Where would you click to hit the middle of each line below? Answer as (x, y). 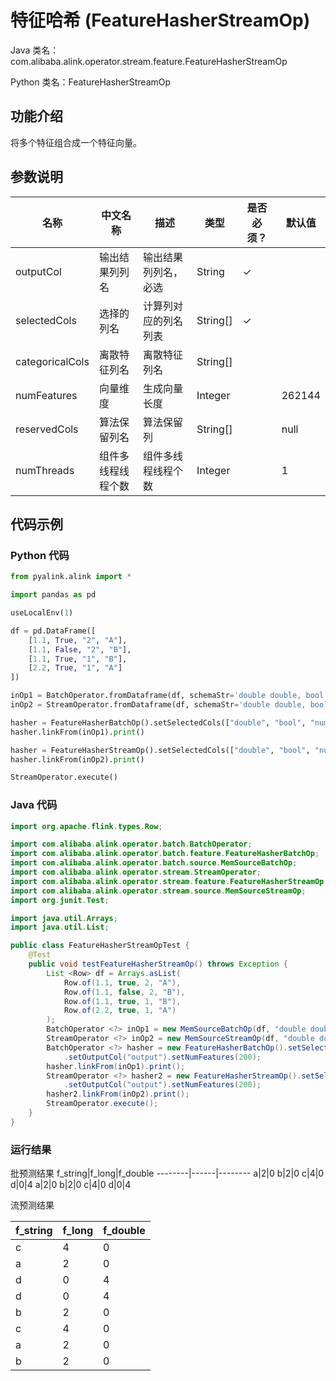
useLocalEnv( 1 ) (42, 613)
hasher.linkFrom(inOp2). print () (77, 759)
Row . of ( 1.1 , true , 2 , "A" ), (122, 982)
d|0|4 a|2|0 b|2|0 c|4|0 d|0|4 (71, 1185)
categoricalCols (52, 361)
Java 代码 (34, 805)
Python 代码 (40, 555)
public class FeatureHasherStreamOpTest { (100, 946)
